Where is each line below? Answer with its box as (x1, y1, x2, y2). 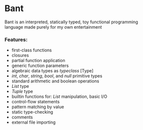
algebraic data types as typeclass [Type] (11, 68, 94, 74)
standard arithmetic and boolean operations (11, 78, 99, 84)
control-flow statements (11, 99, 60, 105)
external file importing (11, 119, 56, 125)
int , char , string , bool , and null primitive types (11, 73, 103, 79)
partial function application (11, 58, 65, 64)
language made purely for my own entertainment (4, 24, 102, 30)
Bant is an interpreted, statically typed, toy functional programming (4, 19, 139, 25)
